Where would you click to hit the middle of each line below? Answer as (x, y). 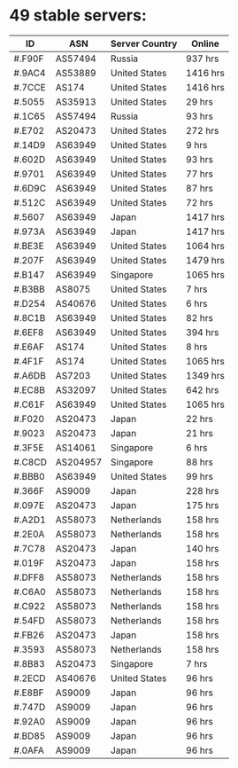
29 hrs (200, 101)
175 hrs (202, 505)
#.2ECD (30, 678)
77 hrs (200, 174)
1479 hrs (205, 260)
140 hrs (202, 548)
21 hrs (200, 433)
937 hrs (202, 59)
